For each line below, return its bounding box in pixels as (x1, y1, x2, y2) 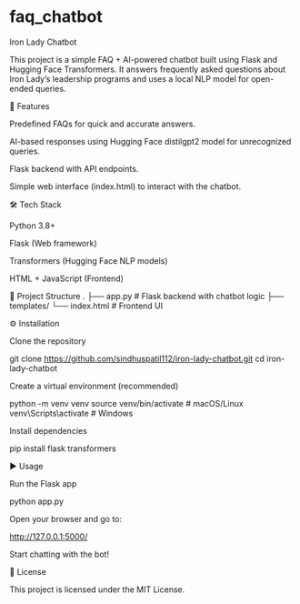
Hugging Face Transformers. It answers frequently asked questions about (9, 64, 286, 75)
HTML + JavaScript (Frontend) (9, 273, 125, 284)
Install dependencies (9, 425, 88, 436)
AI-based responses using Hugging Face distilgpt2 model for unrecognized (9, 136, 292, 146)
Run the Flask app (9, 478, 77, 488)
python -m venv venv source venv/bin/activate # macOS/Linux (9, 398, 244, 408)
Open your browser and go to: (9, 513, 123, 524)
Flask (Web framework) (9, 237, 97, 248)
